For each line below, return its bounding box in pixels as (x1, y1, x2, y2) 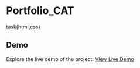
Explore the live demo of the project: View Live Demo (6, 55, 135, 62)
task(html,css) (6, 23, 41, 30)
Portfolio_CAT (6, 4, 74, 17)
